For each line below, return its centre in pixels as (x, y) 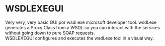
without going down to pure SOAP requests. (50, 33)
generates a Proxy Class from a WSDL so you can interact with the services (82, 27)
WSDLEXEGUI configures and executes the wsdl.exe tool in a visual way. (80, 38)
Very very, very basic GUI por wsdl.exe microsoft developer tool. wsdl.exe (81, 22)
